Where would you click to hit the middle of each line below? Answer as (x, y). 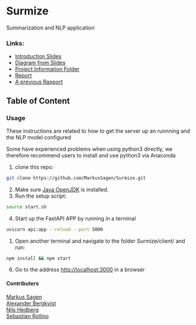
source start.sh (26, 207)
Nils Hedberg (22, 309)
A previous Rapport (39, 82)
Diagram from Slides (40, 63)
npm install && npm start (38, 258)
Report (23, 76)
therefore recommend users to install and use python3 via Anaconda (91, 155)
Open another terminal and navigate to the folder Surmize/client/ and (100, 241)
